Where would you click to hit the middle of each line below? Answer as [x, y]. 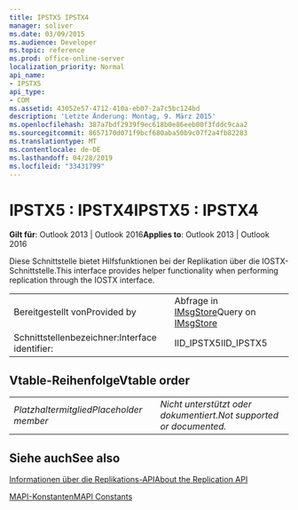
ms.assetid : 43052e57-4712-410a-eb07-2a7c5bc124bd [105, 108]
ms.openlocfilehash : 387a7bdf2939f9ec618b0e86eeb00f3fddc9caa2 [129, 125]
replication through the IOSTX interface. [82, 280]
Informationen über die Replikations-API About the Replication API [129, 479]
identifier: [34, 349]
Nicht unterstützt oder [206, 404]
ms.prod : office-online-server [67, 59]
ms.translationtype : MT [53, 141]
